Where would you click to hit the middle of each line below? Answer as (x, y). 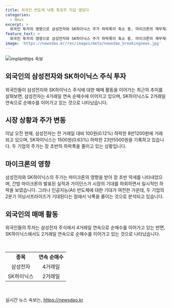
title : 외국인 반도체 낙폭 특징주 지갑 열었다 (47, 10)
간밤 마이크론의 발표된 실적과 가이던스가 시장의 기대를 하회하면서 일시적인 (85, 184)
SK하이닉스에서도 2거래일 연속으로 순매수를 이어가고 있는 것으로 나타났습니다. (83, 234)
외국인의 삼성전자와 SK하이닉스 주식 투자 (66, 77)
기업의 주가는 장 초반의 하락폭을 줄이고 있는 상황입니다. (72, 146)
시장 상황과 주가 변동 (36, 120)
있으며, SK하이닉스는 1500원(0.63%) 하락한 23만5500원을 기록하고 (83, 140)
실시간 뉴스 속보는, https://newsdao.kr (44, 300)
